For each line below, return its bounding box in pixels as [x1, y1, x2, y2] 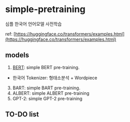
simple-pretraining [5, 4, 86, 15]
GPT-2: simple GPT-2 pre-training [12, 95, 83, 101]
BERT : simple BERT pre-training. [12, 64, 80, 70]
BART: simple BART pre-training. [12, 85, 81, 91]
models [5, 51, 29, 59]
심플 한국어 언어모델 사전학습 [5, 21, 62, 27]
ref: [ [5, 31, 16, 37]
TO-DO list [5, 110, 39, 119]
